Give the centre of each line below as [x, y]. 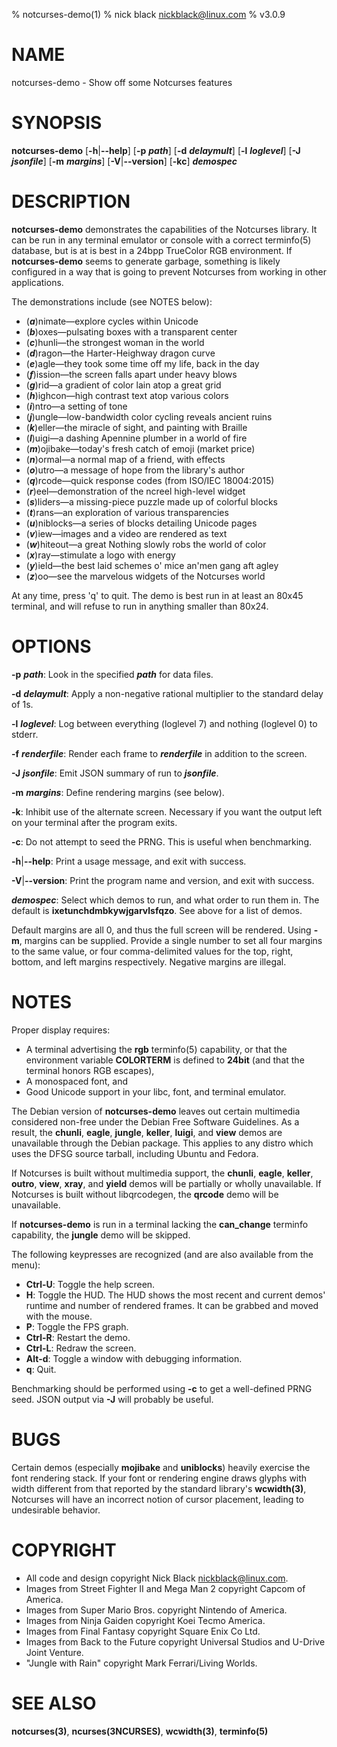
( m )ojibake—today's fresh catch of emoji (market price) [140, 448]
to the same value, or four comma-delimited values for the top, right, [152, 951]
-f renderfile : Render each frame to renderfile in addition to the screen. [159, 753]
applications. [37, 282]
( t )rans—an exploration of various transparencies [127, 512]
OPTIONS [51, 646]
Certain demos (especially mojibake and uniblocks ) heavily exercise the [161, 1467]
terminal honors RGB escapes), [90, 1070]
